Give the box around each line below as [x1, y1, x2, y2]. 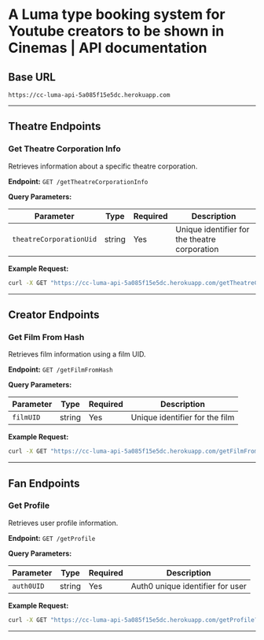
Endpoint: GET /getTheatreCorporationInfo [8, 176, 148, 186]
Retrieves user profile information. [8, 518, 119, 527]
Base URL [8, 70, 57, 83]
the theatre [175, 234, 216, 245]
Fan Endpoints [8, 476, 80, 490]
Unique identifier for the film [130, 412, 235, 423]
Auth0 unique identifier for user [130, 580, 247, 591]
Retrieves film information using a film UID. [8, 350, 147, 359]
